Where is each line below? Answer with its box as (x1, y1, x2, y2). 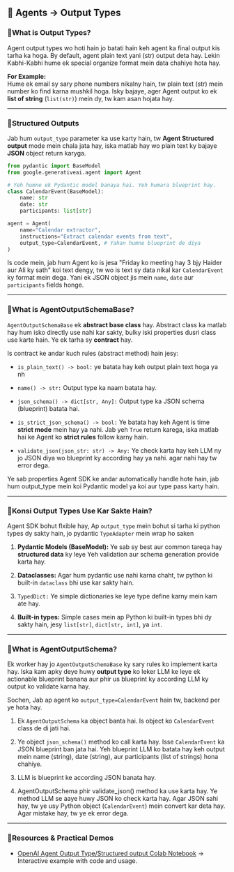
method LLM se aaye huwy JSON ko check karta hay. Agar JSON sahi (17, 795, 218, 803)
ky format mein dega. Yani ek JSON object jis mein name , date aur (7, 273, 194, 282)
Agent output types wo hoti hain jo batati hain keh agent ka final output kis (7, 43, 221, 52)
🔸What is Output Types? (7, 28, 91, 38)
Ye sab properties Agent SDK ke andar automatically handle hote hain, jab (7, 474, 219, 483)
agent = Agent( (7, 220, 52, 227)
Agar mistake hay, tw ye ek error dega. (17, 809, 129, 818)
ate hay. (17, 599, 40, 608)
